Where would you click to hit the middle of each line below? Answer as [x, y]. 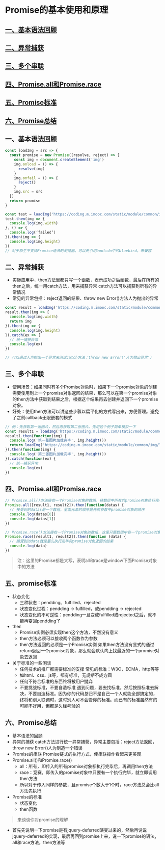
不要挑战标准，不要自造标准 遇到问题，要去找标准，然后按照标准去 [87, 687]
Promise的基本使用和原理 [57, 10]
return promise [25, 201]
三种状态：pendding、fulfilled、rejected [60, 602]
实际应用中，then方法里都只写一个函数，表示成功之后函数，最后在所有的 [86, 280]
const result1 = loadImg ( [31, 431]
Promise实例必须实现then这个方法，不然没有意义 [69, 632]
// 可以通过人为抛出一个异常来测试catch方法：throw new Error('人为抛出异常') [79, 358]
